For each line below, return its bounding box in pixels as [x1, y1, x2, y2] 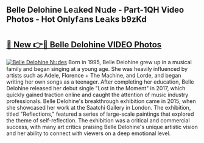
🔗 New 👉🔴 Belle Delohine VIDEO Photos [6, 39, 162, 50]
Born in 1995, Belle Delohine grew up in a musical [68, 59, 192, 65]
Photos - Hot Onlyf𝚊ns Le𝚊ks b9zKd [6, 15, 147, 25]
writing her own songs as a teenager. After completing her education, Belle [6, 78, 194, 85]
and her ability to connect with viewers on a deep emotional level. [6, 130, 171, 137]
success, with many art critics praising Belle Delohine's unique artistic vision [6, 124, 198, 130]
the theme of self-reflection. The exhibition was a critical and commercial [6, 117, 190, 124]
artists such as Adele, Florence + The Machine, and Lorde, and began [6, 72, 181, 79]
